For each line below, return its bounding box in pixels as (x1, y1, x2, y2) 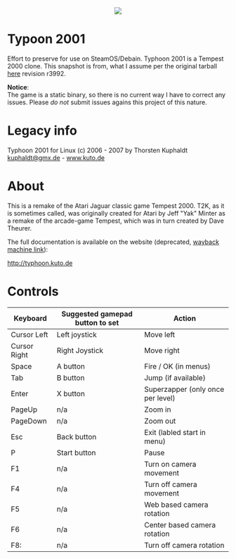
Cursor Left (11, 329, 48, 339)
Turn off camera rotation (143, 540, 225, 550)
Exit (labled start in (143, 427, 206, 437)
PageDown (11, 416, 47, 426)
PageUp (11, 405, 38, 414)
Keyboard (13, 313, 47, 323)
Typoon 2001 (7, 31, 86, 47)
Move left (143, 329, 176, 339)
